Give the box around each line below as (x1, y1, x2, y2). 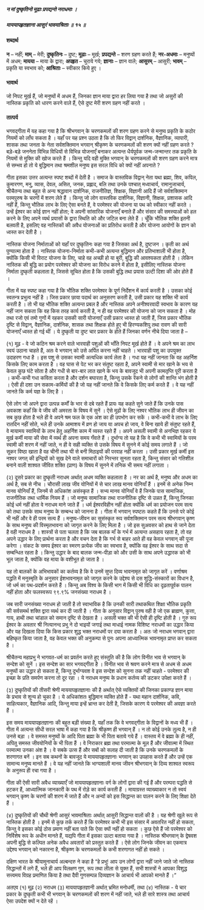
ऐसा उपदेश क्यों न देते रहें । (6, 897, 58, 905)
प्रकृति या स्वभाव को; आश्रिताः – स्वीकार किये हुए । (6, 64, 101, 72)
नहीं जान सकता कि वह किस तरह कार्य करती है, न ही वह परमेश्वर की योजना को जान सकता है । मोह (6, 307, 196, 315)
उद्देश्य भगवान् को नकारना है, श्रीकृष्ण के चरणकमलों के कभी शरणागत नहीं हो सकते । (6, 846, 165, 854)
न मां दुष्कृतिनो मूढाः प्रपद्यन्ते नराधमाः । (6, 5, 77, 13)
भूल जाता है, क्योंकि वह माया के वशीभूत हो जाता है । (6, 556, 104, 563)
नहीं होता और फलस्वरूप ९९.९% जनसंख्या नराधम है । (6, 589, 111, 596)
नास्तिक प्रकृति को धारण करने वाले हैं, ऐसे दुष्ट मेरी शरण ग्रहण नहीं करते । (6, 100, 146, 107)
